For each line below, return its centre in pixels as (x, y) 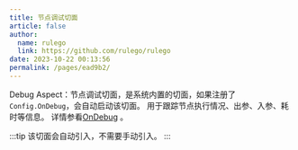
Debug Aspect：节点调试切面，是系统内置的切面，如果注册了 (122, 94)
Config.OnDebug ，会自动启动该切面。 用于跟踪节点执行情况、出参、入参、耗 (149, 105)
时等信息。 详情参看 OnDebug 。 (69, 117)
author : (24, 34)
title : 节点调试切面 (44, 18)
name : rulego (42, 43)
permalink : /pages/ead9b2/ (60, 68)
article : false (38, 26)
